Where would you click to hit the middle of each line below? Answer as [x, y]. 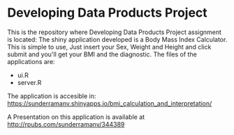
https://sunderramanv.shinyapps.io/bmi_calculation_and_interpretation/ [110, 103]
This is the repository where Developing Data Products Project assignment [115, 32]
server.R [29, 82]
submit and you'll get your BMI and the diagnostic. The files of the [102, 54]
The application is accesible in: [52, 96]
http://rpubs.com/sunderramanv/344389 [66, 124]
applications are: [31, 61]
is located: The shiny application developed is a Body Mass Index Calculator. [117, 39]
